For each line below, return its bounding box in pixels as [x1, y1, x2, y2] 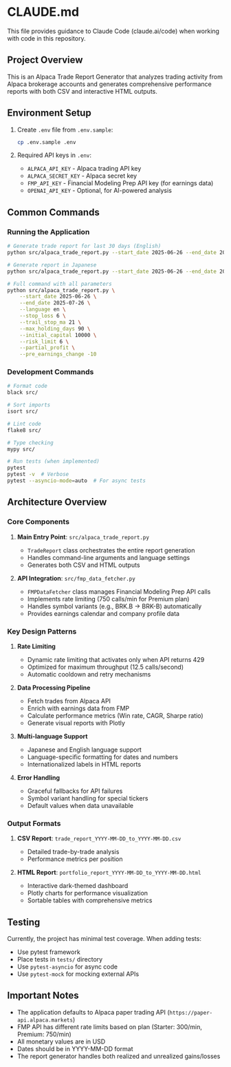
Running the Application [7, 227, 90, 236]
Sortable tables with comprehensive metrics [27, 896, 153, 904]
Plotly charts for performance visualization [27, 889, 148, 898]
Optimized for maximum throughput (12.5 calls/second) [27, 663, 184, 671]
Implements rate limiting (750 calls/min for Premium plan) [27, 594, 190, 603]
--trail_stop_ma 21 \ [19, 318, 81, 326]
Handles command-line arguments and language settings [27, 553, 190, 561]
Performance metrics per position [27, 855, 123, 863]
